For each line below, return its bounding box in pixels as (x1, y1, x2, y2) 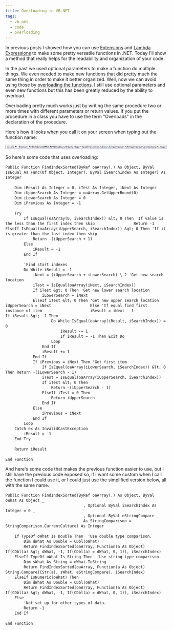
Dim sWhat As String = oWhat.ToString (24, 559, 106, 565)
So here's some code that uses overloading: (5, 154, 98, 160)
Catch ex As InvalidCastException (14, 426, 88, 432)
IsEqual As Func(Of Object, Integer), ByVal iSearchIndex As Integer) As (5, 170, 166, 175)
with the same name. (5, 482, 50, 489)
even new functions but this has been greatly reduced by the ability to (5, 87, 153, 93)
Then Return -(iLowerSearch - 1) (5, 370, 77, 375)
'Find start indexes (24, 262, 68, 268)
